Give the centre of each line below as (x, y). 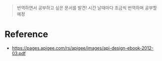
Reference (26, 34)
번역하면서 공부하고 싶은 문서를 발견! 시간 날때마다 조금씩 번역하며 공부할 (87, 8)
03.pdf (19, 53)
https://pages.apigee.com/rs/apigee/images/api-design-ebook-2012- (83, 48)
